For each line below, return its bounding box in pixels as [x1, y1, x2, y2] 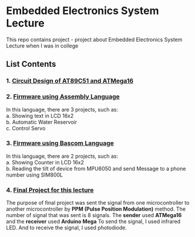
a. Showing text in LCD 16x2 [6, 112, 74, 119]
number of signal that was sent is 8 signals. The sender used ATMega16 [6, 212, 182, 219]
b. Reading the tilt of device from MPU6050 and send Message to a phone [6, 165, 186, 172]
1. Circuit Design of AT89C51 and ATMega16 [6, 77, 134, 85]
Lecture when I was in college [6, 42, 79, 49]
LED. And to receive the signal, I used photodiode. [6, 224, 127, 231]
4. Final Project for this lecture [6, 186, 94, 194]
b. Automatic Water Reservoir [6, 118, 78, 126]
